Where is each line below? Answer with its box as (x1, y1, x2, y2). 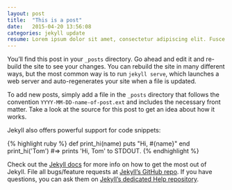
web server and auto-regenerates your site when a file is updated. (7, 77, 197, 85)
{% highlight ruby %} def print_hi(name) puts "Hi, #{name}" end (7, 139, 190, 148)
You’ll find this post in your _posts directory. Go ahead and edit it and (7, 55, 205, 63)
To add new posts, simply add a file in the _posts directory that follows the (7, 91, 220, 99)
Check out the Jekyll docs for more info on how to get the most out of (7, 160, 207, 169)
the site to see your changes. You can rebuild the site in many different (23, 62, 225, 71)
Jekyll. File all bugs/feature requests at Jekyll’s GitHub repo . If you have (7, 168, 213, 176)
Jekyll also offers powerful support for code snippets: (7, 126, 161, 135)
